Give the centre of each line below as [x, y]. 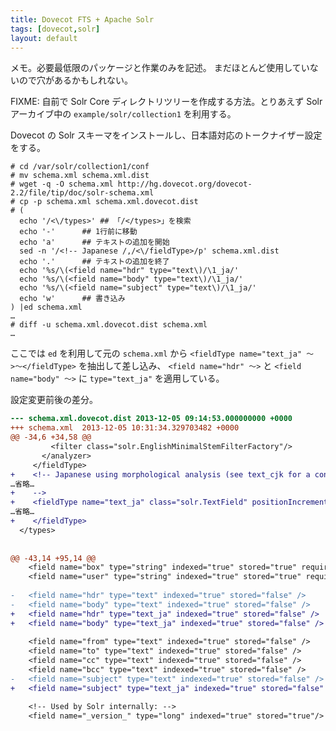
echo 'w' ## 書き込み [72, 299]
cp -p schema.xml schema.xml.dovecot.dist [109, 202]
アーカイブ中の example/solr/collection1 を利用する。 [123, 114]
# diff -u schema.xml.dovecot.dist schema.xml [109, 325]
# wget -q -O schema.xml [62, 184]
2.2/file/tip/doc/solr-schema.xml [82, 193]
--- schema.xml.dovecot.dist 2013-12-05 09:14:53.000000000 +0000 [151, 419]
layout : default [44, 38]
